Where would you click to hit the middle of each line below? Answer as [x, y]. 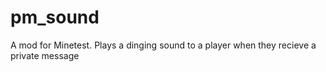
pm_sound [55, 17]
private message [45, 55]
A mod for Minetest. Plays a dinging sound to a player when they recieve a [163, 45]
